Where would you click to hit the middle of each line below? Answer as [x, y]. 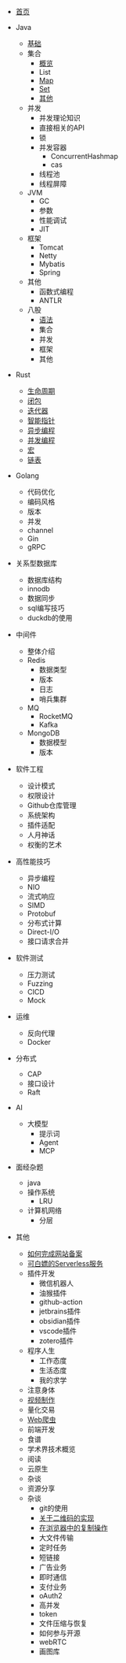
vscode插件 [58, 1331]
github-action [61, 1302]
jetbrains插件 [60, 1311]
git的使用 [53, 1508]
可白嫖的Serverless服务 [65, 1263]
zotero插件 [56, 1341]
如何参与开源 [59, 1633]
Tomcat [51, 247]
